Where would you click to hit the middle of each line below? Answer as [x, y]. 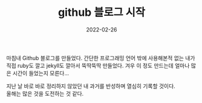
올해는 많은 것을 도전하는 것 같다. [45, 93]
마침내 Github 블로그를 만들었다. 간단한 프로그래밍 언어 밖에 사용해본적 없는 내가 [101, 58]
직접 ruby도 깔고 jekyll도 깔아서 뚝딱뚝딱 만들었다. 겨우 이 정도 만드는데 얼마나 [98, 65]
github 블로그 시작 [102, 12]
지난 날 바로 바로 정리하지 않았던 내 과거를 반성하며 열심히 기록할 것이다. [91, 86]
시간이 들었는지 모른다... [41, 73]
